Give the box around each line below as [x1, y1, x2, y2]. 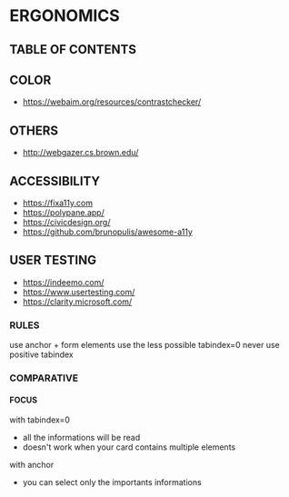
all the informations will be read [22, 432, 141, 443]
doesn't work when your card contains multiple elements [22, 442, 236, 452]
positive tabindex [9, 349, 75, 360]
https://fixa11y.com [22, 197, 94, 209]
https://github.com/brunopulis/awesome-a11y [22, 226, 194, 237]
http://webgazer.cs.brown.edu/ [22, 147, 139, 158]
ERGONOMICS [9, 5, 120, 26]
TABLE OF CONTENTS [9, 42, 136, 57]
